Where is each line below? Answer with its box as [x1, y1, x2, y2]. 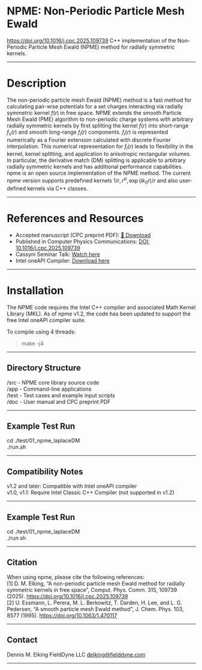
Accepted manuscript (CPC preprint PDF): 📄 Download [15, 231, 151, 238]
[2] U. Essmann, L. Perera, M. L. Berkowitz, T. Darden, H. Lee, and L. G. [7, 599, 182, 606]
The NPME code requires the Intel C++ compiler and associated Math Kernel [7, 303, 196, 311]
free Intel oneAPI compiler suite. [7, 316, 86, 323]
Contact [7, 635, 38, 645]
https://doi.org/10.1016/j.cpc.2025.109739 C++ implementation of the [7, 37, 176, 44]
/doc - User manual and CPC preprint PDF [7, 398, 111, 405]
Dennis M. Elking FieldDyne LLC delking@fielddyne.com [7, 651, 146, 658]
